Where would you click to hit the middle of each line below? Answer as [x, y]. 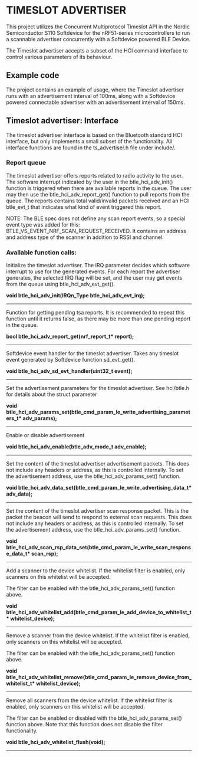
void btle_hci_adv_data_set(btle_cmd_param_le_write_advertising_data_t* [99, 488]
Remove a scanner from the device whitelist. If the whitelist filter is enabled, [98, 635]
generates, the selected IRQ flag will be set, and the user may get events [94, 278]
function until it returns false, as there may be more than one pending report [98, 319]
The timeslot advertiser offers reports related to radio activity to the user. [95, 175]
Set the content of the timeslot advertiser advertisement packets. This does [98, 464]
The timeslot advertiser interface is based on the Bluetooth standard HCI [94, 135]
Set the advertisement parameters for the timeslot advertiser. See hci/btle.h [98, 388]
